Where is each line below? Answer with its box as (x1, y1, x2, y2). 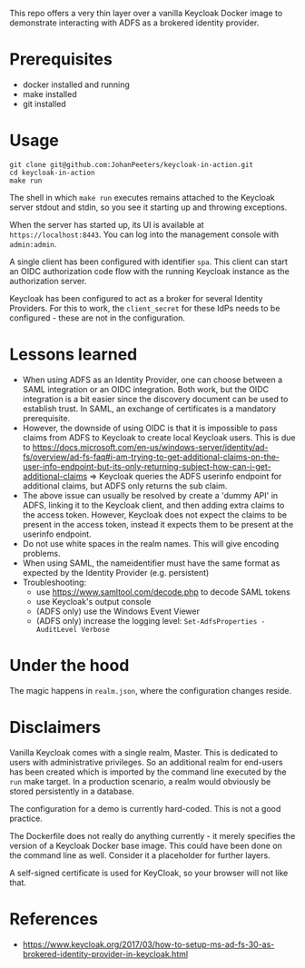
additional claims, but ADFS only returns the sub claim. (22, 480, 228, 491)
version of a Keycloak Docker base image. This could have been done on (9, 840, 283, 851)
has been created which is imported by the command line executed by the (9, 766, 287, 777)
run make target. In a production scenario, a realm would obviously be (9, 775, 271, 786)
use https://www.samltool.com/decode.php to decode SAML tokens (35, 586, 290, 598)
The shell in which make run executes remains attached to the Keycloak (9, 192, 275, 202)
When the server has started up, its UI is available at (9, 219, 204, 230)
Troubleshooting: (22, 577, 87, 588)
